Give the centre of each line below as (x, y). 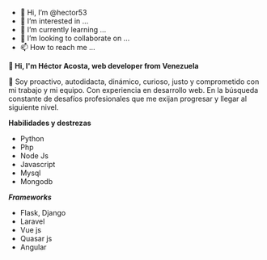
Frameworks (30, 197)
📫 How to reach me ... (57, 47)
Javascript (38, 164)
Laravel (32, 221)
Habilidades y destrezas (50, 123)
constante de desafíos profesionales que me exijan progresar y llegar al (128, 99)
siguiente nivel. (34, 107)
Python (32, 138)
